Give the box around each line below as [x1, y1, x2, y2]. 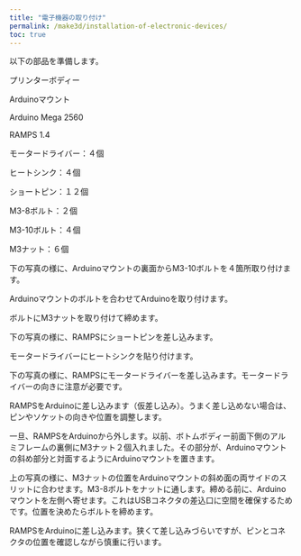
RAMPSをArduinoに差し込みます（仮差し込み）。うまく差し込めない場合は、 [9, 400, 291, 411]
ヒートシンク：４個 [9, 168, 81, 178]
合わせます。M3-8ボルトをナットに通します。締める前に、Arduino [40, 484, 287, 495]
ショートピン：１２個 [9, 187, 88, 197]
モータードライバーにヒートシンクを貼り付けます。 [9, 351, 198, 361]
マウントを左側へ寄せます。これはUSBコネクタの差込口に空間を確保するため [9, 495, 293, 506]
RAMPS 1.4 [9, 130, 50, 141]
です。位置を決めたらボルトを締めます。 [9, 506, 159, 517]
